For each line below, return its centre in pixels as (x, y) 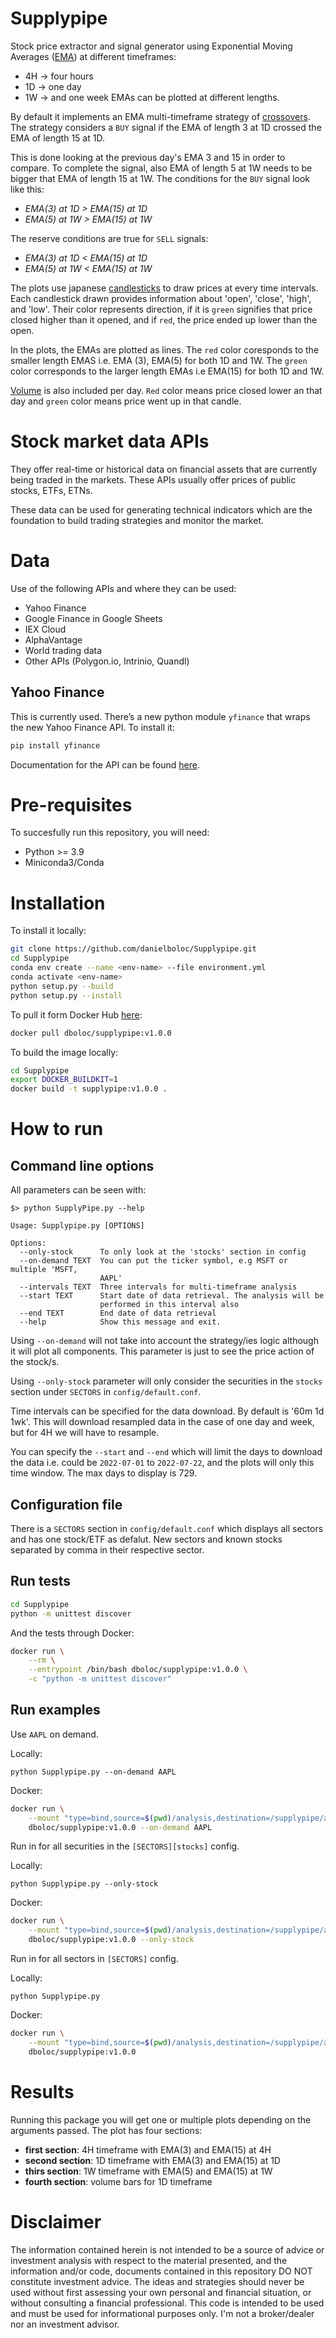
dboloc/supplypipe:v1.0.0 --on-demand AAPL (120, 1827)
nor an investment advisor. (65, 2324)
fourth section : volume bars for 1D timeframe (118, 2181)
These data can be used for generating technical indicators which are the (161, 509)
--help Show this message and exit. (120, 1322)
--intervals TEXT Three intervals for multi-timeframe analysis (158, 1287)
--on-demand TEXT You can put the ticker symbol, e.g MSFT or (153, 1261)
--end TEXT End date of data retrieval (118, 1313)
